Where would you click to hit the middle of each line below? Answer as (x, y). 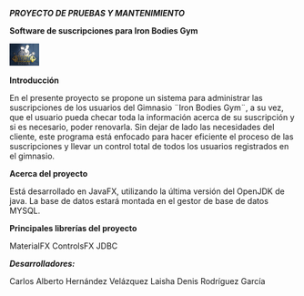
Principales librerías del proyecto (73, 228)
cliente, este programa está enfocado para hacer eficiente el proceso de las (152, 137)
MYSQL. (25, 210)
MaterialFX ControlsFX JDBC (64, 246)
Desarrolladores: (42, 264)
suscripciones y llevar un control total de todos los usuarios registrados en (149, 146)
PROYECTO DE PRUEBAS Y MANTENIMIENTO (97, 13)
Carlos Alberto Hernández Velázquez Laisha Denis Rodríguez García (137, 281)
